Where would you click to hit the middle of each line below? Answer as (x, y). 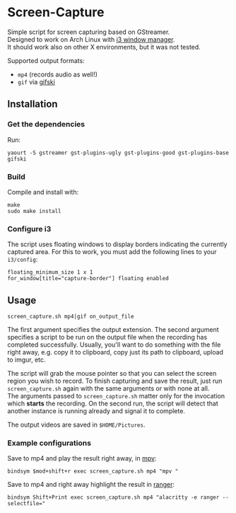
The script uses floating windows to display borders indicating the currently (117, 244)
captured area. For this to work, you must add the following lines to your (112, 252)
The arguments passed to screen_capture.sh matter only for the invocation (116, 396)
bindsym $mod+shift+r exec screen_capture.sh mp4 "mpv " (93, 471)
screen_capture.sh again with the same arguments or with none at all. (108, 388)
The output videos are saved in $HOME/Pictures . (76, 425)
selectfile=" (26, 504)
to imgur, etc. (26, 360)
